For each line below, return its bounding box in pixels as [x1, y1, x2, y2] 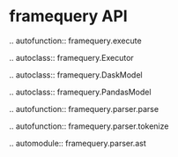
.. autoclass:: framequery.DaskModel [9, 69, 143, 80]
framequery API [9, 6, 128, 26]
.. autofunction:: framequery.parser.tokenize [9, 121, 169, 131]
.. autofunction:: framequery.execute [9, 35, 143, 46]
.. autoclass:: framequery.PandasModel [9, 86, 152, 97]
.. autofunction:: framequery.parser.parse [9, 103, 159, 114]
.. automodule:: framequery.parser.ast [9, 138, 147, 148]
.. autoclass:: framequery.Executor [9, 52, 134, 63]
